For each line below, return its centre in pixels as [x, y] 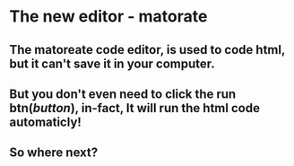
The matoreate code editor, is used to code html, [147, 50]
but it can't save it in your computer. [112, 63]
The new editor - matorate [108, 17]
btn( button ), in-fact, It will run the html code [134, 108]
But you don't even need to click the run [123, 94]
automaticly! [46, 122]
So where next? [54, 153]
